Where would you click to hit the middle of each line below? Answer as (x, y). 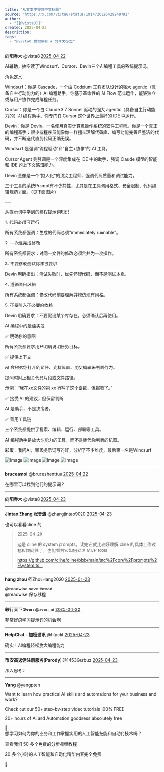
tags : (10, 37)
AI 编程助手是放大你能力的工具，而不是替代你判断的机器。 (63, 440)
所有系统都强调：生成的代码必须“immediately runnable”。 (63, 232)
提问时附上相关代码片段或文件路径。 (41, 377)
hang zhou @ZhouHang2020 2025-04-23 (48, 579)
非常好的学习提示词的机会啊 (33, 620)
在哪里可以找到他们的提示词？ (35, 484)
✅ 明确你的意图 (20, 336)
